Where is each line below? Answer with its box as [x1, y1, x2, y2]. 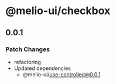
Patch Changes [5, 45, 50, 53]
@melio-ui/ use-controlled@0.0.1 [22, 70, 101, 78]
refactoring [13, 58, 42, 65]
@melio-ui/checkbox [5, 4, 111, 18]
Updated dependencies [13, 65, 71, 72]
